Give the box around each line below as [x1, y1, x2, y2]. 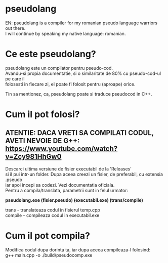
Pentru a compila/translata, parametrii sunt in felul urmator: [5, 187, 129, 193]
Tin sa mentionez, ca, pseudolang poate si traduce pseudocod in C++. [5, 91, 152, 97]
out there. [5, 25, 26, 31]
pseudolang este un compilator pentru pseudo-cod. [5, 65, 113, 71]
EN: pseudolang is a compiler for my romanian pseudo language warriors [5, 20, 158, 26]
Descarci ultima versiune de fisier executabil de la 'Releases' [5, 165, 132, 172]
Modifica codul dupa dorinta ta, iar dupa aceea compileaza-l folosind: [5, 246, 151, 253]
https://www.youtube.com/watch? [5, 145, 118, 153]
